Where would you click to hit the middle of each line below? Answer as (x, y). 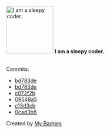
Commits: (18, 69)
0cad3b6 (26, 112)
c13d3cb (25, 106)
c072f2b (25, 93)
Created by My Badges (34, 123)
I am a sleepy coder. (79, 51)
